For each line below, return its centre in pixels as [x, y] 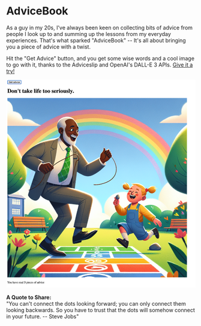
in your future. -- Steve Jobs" [43, 316]
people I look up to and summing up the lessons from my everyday [88, 34]
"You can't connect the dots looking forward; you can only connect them [96, 304]
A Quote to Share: [29, 297]
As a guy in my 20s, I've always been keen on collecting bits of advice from [100, 28]
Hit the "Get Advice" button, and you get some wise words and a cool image [100, 58]
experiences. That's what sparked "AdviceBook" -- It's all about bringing [96, 40]
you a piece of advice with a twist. [49, 47]
